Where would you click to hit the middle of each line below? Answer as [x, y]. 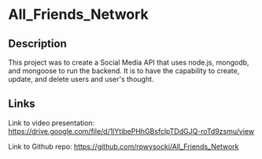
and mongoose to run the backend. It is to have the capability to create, [124, 71]
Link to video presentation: [52, 123]
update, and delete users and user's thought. [81, 79]
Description [37, 44]
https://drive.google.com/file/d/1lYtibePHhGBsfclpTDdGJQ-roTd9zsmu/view [131, 131]
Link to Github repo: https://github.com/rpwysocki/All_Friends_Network [124, 146]
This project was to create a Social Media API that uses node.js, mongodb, [129, 62]
